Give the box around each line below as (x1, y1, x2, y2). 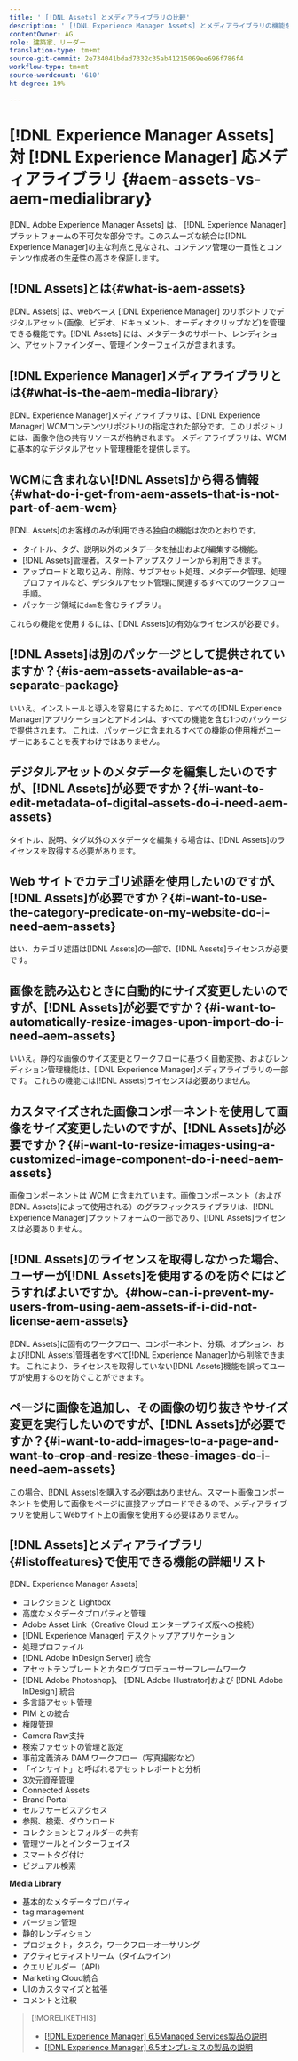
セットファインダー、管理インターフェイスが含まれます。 (31, 340, 241, 350)
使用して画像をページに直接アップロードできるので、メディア (39, 1497, 264, 1508)
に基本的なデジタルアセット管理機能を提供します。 (9, 444, 195, 454)
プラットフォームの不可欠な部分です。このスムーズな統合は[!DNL (9, 230, 247, 241)
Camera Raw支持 (21, 1730, 85, 1741)
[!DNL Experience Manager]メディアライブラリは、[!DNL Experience (9, 410, 261, 421)
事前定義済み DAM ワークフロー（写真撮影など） (21, 1752, 200, 1763)
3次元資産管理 (21, 1775, 74, 1785)
